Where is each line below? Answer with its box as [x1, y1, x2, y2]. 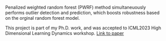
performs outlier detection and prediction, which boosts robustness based [5, 10, 160, 16]
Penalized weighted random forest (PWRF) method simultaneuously [5, 5, 146, 10]
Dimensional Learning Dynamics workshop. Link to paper [5, 30, 124, 36]
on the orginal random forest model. [5, 15, 80, 21]
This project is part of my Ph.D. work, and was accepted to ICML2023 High [5, 25, 161, 31]
